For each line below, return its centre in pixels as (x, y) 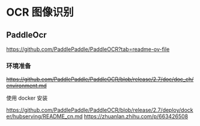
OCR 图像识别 (40, 12)
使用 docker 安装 (27, 98)
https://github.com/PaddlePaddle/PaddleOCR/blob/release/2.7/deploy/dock (100, 110)
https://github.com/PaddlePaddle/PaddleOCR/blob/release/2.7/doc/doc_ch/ (100, 79)
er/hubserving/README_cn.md (44, 116)
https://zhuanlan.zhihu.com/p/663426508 (136, 116)
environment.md (26, 86)
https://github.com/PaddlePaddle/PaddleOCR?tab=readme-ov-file (88, 49)
